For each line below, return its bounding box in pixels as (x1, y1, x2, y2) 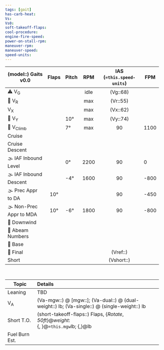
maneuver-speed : (5, 48, 38, 53)
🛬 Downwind (7, 219, 37, 226)
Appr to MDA (7, 211, 38, 218)
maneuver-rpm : (5, 43, 34, 48)
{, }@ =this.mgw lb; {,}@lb (37, 323, 92, 330)
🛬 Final (7, 249, 23, 256)
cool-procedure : (5, 30, 38, 35)
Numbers (7, 233, 29, 240)
